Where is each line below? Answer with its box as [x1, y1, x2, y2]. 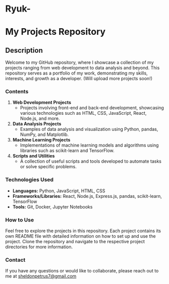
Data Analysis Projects [12, 121, 62, 127]
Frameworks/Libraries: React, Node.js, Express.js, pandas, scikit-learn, [12, 193, 162, 199]
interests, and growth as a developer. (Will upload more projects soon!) [5, 76, 153, 82]
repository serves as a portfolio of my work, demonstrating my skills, [5, 70, 148, 76]
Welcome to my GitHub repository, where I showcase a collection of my [5, 59, 154, 65]
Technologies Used [5, 176, 54, 183]
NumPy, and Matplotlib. [20, 131, 69, 137]
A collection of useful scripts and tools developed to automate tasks [20, 158, 161, 164]
